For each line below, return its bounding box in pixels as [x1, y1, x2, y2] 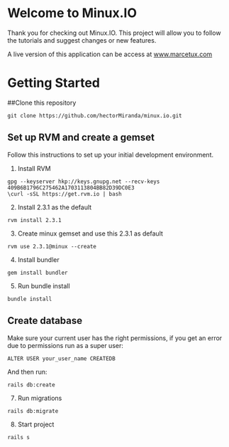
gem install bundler [7, 269, 69, 276]
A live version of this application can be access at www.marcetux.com [7, 50, 213, 58]
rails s [7, 433, 30, 441]
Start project [17, 420, 55, 428]
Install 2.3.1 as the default [17, 203, 92, 211]
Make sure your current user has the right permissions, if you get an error [7, 333, 223, 342]
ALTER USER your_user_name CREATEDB [7, 354, 116, 362]
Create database [7, 315, 83, 327]
